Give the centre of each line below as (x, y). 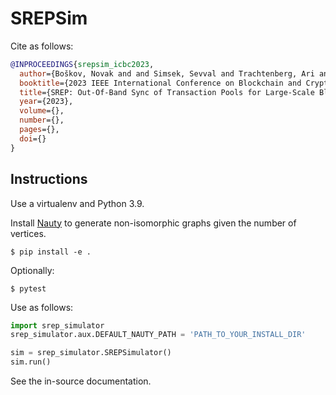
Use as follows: (42, 307)
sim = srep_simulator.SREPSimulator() (91, 353)
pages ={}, (39, 130)
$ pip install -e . (51, 252)
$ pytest (28, 288)
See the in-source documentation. (81, 381)
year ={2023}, (46, 102)
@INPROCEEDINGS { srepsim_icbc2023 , (82, 64)
